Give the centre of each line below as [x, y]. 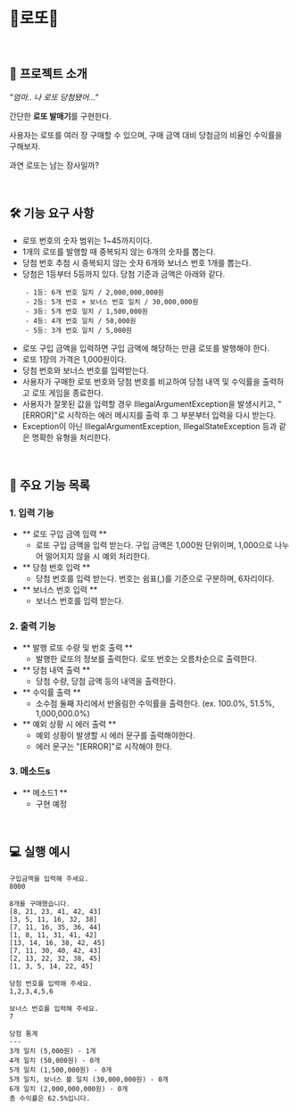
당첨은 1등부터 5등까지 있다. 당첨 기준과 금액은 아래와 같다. [124, 274]
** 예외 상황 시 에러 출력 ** [69, 724]
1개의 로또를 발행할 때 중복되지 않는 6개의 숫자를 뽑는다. [119, 252]
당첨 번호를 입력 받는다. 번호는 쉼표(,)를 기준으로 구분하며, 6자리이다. [155, 579]
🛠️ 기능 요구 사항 [52, 214]
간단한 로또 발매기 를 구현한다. [60, 116]
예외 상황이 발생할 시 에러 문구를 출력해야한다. [115, 735]
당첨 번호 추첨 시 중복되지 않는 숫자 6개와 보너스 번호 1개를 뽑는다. [137, 262]
